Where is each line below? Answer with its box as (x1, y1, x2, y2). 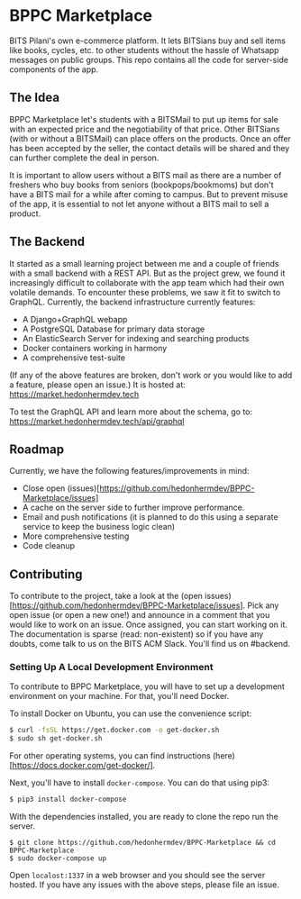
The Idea (9, 90, 60, 105)
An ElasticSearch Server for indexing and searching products (22, 332, 250, 343)
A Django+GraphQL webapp (22, 313, 128, 324)
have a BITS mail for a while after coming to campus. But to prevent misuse (9, 188, 288, 199)
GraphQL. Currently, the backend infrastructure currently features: (9, 296, 256, 307)
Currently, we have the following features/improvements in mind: (9, 466, 250, 477)
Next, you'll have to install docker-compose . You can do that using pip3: (9, 777, 270, 788)
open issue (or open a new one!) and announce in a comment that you (9, 610, 270, 621)
